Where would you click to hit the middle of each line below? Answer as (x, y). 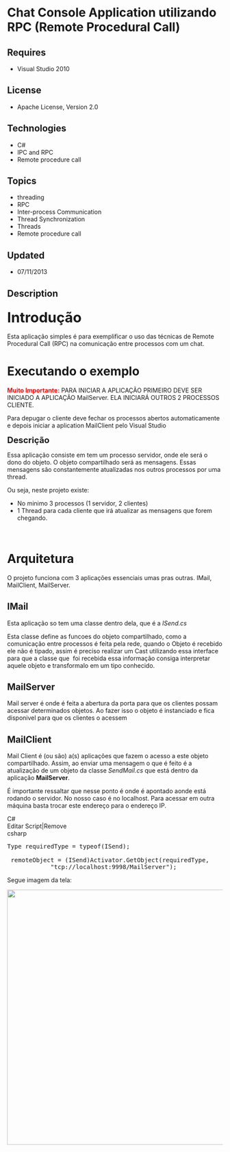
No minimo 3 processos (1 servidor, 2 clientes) (82, 503)
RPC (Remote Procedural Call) (94, 27)
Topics (22, 181)
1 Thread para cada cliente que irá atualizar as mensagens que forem (114, 510)
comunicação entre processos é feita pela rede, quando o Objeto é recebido (115, 643)
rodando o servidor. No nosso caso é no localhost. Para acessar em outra (111, 799)
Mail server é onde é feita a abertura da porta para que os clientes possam (112, 703)
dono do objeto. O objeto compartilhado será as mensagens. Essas (102, 462)
